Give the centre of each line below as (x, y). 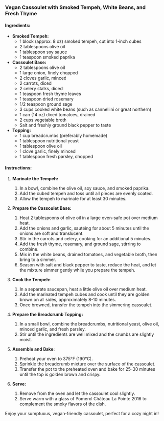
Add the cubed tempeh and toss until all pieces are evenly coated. (86, 194)
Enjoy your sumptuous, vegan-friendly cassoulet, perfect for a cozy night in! (82, 414)
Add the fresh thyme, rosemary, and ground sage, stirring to (80, 244)
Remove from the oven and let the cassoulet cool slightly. (77, 393)
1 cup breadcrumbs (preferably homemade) (63, 136)
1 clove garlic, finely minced (47, 151)
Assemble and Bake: (34, 349)
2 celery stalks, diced (41, 89)
